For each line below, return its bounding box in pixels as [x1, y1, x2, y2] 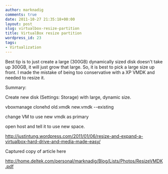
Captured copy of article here [5, 148, 66, 154]
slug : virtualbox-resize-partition [5, 26, 80, 31]
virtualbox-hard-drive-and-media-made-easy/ [5, 138, 101, 144]
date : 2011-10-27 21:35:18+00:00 [5, 17, 75, 22]
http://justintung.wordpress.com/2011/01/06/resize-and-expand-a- [5, 133, 143, 139]
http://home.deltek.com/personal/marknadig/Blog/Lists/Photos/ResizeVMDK [5, 158, 163, 164]
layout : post [5, 21, 33, 27]
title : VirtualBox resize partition [5, 31, 82, 36]
